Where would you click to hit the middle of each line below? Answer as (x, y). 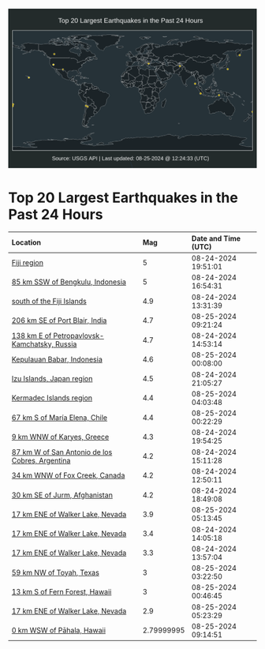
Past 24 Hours (56, 214)
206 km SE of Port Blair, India (59, 321)
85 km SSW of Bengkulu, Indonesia (69, 282)
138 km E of (32, 336)
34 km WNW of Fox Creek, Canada (68, 475)
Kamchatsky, (32, 344)
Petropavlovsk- (79, 336)
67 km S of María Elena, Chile (60, 417)
